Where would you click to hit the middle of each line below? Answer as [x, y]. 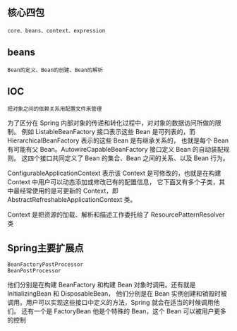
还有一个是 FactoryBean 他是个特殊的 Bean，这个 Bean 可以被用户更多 [124, 311]
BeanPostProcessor [34, 271]
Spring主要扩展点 [45, 248]
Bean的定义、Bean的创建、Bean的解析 [55, 70]
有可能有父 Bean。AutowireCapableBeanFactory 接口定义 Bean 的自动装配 [115, 150]
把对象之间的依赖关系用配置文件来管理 [55, 109]
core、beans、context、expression [56, 30]
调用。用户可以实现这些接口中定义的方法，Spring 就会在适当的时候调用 [110, 303]
